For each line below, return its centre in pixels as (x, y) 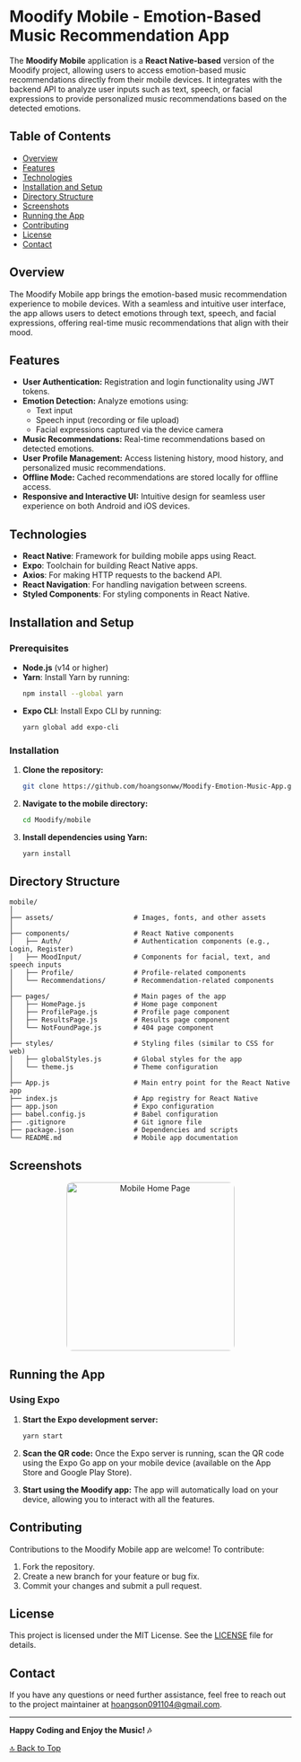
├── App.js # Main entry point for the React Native (150, 1083)
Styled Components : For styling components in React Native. (136, 594)
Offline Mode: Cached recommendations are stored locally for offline (150, 477)
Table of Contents (60, 137)
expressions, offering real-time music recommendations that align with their (149, 323)
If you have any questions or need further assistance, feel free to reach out (148, 1695)
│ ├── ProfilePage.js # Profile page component (120, 1013)
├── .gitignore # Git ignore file (106, 1122)
